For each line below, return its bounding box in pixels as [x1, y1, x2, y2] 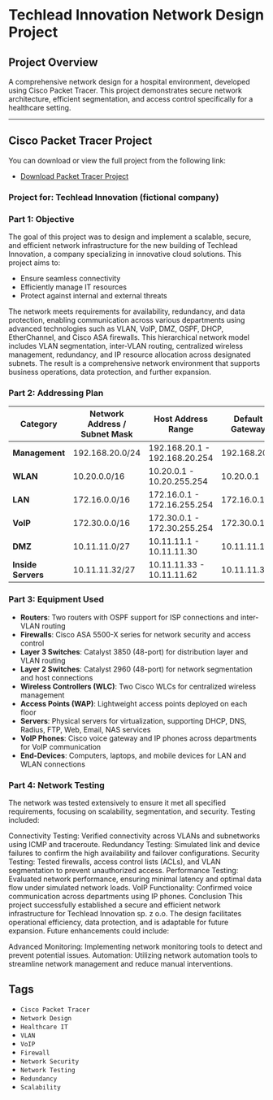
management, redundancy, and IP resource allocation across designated [8, 350, 251, 359]
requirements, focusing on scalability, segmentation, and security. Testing [8, 807, 256, 816]
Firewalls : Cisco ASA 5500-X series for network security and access [19, 629, 251, 639]
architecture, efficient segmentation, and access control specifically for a [8, 94, 253, 103]
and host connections [19, 672, 93, 682]
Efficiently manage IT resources [19, 282, 128, 292]
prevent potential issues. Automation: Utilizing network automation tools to [8, 950, 258, 960]
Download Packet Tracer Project [19, 171, 129, 180]
